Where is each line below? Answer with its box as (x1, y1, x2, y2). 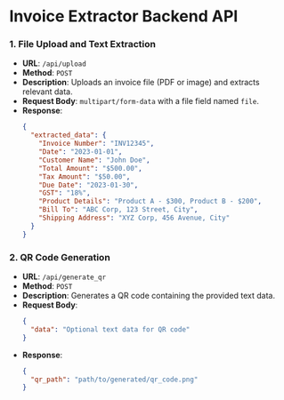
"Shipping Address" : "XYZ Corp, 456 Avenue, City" (38, 213, 231, 223)
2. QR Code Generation (9, 251, 111, 263)
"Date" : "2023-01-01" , (38, 148, 123, 156)
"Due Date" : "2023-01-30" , (38, 180, 139, 189)
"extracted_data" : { (30, 131, 107, 140)
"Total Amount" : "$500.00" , (38, 164, 142, 172)
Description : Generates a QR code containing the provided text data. (21, 291, 276, 301)
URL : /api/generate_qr (21, 271, 107, 282)
